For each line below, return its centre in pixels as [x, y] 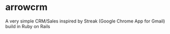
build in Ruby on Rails [28, 26]
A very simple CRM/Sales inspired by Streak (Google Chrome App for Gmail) [85, 21]
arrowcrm [26, 7]
